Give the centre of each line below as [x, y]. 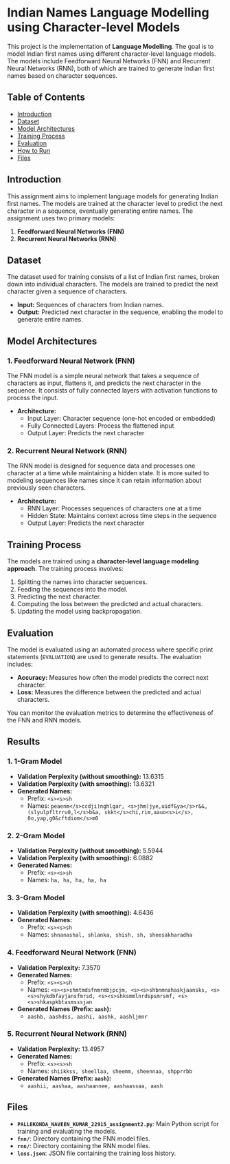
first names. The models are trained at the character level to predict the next [115, 203]
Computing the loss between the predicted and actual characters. [110, 604]
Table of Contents [46, 97]
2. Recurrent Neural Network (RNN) [67, 450]
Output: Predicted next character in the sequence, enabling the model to [120, 312]
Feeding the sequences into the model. [72, 590]
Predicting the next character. [59, 596]
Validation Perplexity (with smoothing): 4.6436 [85, 913]
